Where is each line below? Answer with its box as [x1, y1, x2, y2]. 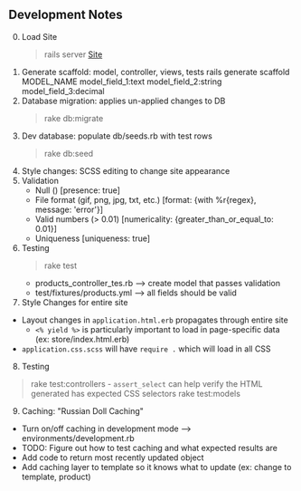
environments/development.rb [21, 432, 135, 443]
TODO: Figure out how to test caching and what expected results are [21, 442, 277, 453]
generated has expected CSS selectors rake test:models [30, 388, 241, 399]
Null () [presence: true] [34, 185, 121, 196]
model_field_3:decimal [21, 85, 105, 96]
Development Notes [8, 7, 123, 23]
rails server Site [43, 49, 103, 60]
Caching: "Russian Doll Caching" [21, 405, 144, 416]
